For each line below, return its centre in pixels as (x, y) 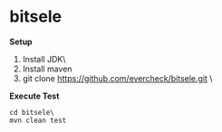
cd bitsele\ (32, 112)
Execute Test (34, 96)
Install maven (47, 69)
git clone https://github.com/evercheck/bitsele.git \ (117, 78)
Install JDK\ (44, 59)
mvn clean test (38, 120)
